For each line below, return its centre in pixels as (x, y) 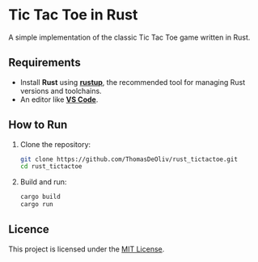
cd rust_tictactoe (51, 167)
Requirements (44, 63)
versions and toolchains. (61, 91)
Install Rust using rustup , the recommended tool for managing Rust (133, 82)
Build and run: (43, 182)
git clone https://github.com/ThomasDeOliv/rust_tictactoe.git (129, 159)
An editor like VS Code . (59, 99)
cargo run (37, 205)
